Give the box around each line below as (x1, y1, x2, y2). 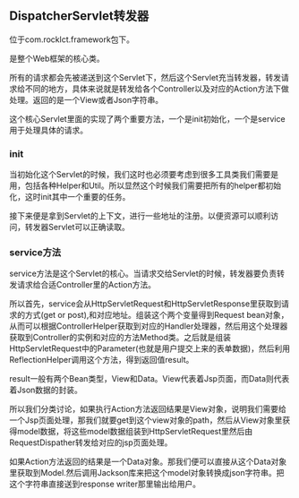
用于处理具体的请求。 (9, 124, 88, 135)
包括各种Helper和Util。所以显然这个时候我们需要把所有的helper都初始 (24, 180, 282, 191)
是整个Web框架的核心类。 (9, 53, 105, 64)
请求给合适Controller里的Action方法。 (16, 279, 157, 290)
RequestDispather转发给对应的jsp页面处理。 (9, 437, 173, 448)
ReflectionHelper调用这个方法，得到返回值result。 (9, 355, 194, 365)
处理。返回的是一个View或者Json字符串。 (9, 94, 164, 105)
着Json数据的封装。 (9, 384, 83, 396)
